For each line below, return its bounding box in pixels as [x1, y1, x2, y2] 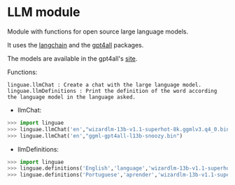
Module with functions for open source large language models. [7, 27, 189, 36]
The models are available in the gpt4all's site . [7, 54, 138, 63]
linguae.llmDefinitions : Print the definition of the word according [7, 87, 218, 94]
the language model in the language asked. [7, 94, 136, 101]
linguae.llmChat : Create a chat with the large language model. [7, 81, 201, 88]
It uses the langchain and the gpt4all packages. [7, 40, 144, 49]
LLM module [7, 4, 80, 20]
